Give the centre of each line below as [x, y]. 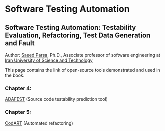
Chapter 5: [18, 112]
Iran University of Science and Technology [49, 60]
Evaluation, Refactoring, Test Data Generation [78, 35]
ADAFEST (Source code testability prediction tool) [57, 99]
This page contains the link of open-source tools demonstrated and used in [83, 70]
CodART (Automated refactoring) [39, 123]
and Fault [20, 43]
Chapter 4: [18, 88]
